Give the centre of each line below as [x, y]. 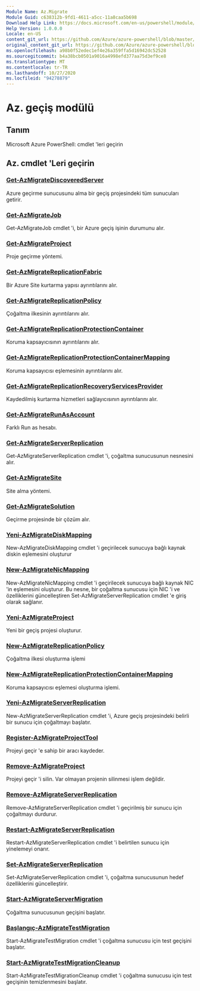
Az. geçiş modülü [50, 108]
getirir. [14, 199]
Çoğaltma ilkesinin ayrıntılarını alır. [48, 313]
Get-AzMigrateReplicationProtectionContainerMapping [88, 357]
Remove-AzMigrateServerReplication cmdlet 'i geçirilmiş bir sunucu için [94, 808]
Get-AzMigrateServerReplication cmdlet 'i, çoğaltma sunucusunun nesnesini [100, 456]
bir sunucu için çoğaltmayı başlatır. [49, 722]
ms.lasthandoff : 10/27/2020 [41, 73]
